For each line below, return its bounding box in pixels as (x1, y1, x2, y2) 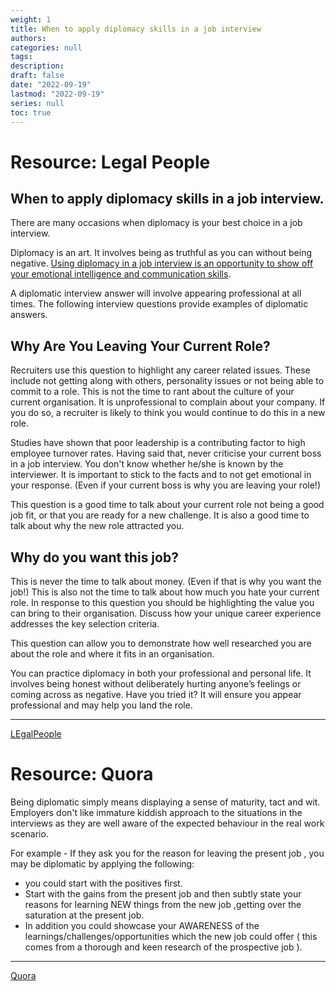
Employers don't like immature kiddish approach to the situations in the (10, 806, 303, 818)
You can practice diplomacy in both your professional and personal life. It (10, 667, 312, 679)
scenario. (10, 827, 49, 840)
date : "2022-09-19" (10, 80, 92, 90)
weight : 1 (10, 14, 52, 25)
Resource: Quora (10, 763, 154, 786)
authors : (10, 33, 47, 43)
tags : (10, 52, 33, 62)
